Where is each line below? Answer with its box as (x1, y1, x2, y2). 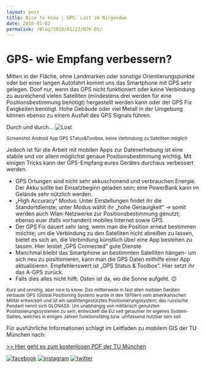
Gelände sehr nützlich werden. (15, 190, 93, 198)
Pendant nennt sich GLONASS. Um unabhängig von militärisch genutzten (6, 303, 160, 309)
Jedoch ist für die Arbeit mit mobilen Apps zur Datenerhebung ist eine (6, 146, 183, 154)
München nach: (6, 331, 46, 339)
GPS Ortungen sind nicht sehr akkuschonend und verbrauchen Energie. (15, 178, 196, 185)
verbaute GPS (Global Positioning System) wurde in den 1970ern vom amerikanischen (6, 292, 187, 299)
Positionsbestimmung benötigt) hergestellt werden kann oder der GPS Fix (6, 99, 192, 106)
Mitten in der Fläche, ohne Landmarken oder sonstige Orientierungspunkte (6, 73, 195, 80)
